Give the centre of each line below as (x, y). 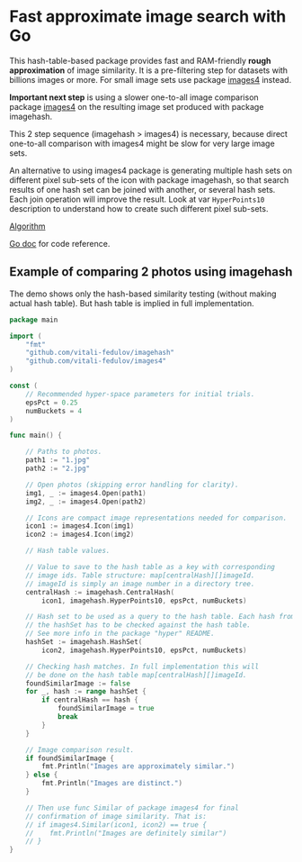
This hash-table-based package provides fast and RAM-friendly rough (140, 60)
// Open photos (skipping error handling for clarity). (133, 485)
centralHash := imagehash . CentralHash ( (100, 592)
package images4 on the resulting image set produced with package (137, 106)
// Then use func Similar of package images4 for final (133, 808)
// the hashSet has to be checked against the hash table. (138, 625)
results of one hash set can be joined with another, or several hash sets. (142, 189)
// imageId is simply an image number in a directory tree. (140, 584)
